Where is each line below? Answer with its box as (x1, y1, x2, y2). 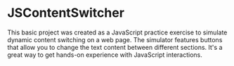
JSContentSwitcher (7, 5, 125, 21)
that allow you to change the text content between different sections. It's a (7, 43, 223, 51)
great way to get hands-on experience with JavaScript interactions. (7, 51, 202, 59)
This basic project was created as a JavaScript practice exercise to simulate (7, 28, 228, 37)
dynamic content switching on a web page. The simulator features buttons (7, 35, 223, 44)
